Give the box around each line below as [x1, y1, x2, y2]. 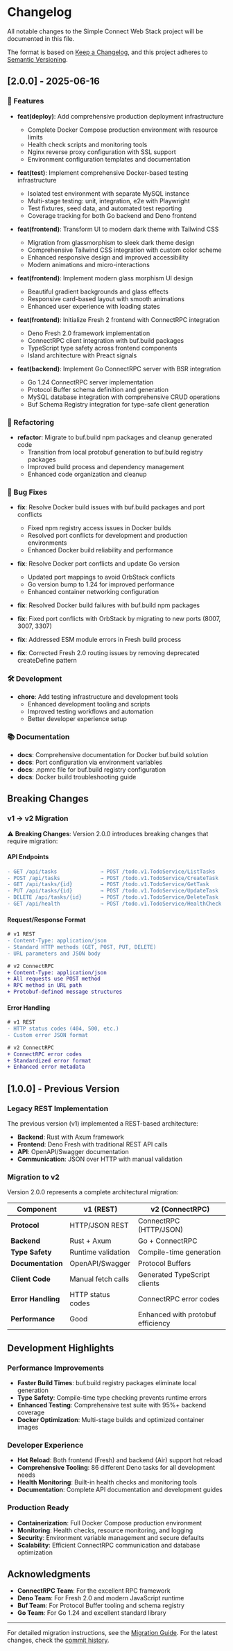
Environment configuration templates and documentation [27, 155, 191, 163]
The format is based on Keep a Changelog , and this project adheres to [7, 48, 208, 56]
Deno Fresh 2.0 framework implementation [27, 329, 150, 337]
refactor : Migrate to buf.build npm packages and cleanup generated [17, 433, 213, 441]
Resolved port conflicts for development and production [27, 532, 188, 540]
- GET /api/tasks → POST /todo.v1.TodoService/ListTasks [7, 868, 216, 875]
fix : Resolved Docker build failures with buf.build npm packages [17, 601, 200, 609]
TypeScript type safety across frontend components [27, 344, 178, 352]
